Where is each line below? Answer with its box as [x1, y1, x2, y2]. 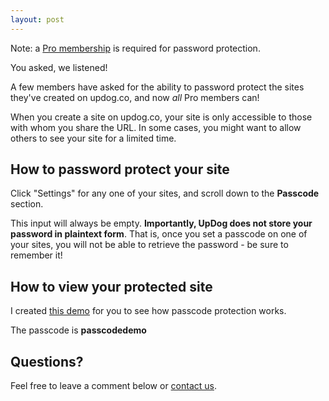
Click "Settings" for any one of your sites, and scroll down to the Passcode [10, 187, 320, 200]
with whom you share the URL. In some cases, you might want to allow [10, 121, 302, 133]
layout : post [10, 14, 65, 25]
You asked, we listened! [10, 61, 108, 73]
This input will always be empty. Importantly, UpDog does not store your [10, 217, 313, 230]
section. [10, 198, 44, 210]
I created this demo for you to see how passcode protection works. [10, 305, 287, 317]
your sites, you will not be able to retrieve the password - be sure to [10, 239, 289, 251]
